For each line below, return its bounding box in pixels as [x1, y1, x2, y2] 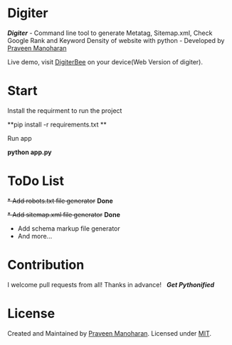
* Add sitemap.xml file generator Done [7, 210, 121, 219]
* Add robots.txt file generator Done [7, 196, 114, 205]
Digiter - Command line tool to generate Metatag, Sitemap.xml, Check [7, 29, 213, 37]
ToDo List [7, 173, 65, 189]
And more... [17, 231, 53, 240]
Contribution [7, 257, 85, 273]
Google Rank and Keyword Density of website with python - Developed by [7, 36, 225, 44]
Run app [7, 134, 32, 142]
